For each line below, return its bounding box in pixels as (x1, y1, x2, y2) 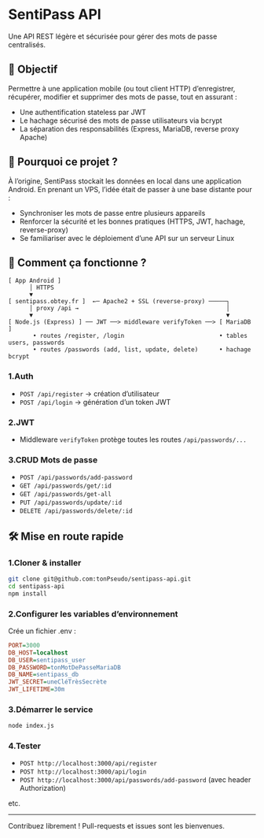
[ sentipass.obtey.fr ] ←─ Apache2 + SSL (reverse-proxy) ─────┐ (8, 298, 230, 306)
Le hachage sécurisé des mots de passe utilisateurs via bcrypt (19, 116, 222, 125)
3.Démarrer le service (8, 703, 93, 714)
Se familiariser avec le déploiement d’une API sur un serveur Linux (19, 233, 235, 243)
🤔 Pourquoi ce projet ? (8, 155, 118, 169)
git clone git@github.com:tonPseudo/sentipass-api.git (8, 575, 192, 583)
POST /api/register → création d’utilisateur (19, 388, 159, 399)
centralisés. (8, 39, 46, 49)
